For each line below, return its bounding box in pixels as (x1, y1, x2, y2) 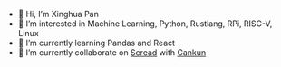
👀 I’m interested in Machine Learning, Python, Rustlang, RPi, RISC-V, (17, 18, 273, 29)
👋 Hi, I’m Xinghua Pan (17, 9, 100, 19)
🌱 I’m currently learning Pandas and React (17, 37, 175, 48)
